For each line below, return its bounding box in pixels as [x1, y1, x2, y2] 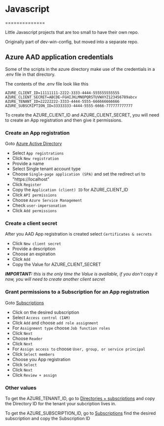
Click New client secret [12, 241, 61, 246]
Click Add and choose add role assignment [12, 320, 99, 326]
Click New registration [12, 155, 59, 161]
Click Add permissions [12, 208, 57, 213]
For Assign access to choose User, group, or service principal [12, 346, 146, 352]
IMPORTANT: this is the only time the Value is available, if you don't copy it [5, 271, 158, 277]
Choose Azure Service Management [12, 197, 82, 203]
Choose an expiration [12, 251, 55, 257]
